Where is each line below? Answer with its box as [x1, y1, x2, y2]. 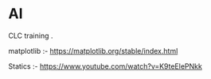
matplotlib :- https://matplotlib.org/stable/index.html [8, 46, 178, 55]
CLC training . [8, 31, 53, 40]
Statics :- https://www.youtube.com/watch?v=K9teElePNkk [8, 61, 203, 71]
